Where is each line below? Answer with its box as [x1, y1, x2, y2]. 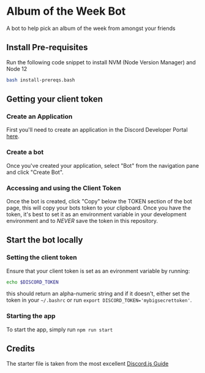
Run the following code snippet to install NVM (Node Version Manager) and [6, 58, 196, 66]
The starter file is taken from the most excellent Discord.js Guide [6, 360, 169, 367]
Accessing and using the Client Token [6, 184, 121, 192]
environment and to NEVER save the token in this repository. [6, 217, 158, 224]
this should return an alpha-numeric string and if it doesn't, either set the [6, 290, 190, 298]
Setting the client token [6, 253, 78, 262]
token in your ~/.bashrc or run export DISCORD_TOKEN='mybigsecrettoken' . [6, 296, 192, 304]
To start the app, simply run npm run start [6, 326, 113, 333]
